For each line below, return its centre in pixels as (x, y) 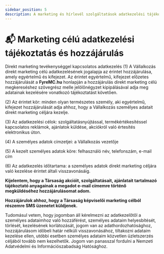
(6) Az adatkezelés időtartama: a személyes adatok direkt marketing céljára (81, 166)
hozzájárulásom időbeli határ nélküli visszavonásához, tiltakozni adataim (78, 231)
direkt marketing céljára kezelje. (37, 113)
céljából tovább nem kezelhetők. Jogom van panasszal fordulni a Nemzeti (79, 241)
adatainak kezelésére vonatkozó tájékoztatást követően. (61, 92)
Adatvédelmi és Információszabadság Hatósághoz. (56, 246)
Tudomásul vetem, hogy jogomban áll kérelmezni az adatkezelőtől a (73, 215)
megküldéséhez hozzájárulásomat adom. (48, 191)
